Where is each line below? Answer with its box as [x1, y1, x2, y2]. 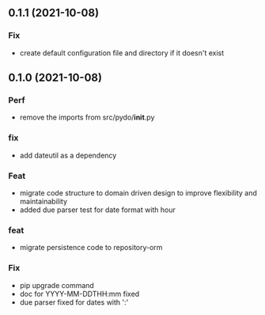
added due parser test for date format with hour [19, 205, 176, 214]
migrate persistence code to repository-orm [19, 243, 163, 252]
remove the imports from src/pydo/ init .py [19, 112, 155, 122]
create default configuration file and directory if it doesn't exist [19, 47, 225, 58]
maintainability [19, 196, 68, 206]
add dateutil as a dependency [19, 150, 117, 160]
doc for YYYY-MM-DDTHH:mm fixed [19, 289, 140, 298]
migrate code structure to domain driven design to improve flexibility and [19, 188, 257, 197]
